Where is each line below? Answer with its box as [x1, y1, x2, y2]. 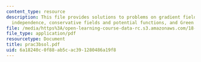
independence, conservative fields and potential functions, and [11, 19, 178, 25]
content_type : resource [6, 8, 66, 15]
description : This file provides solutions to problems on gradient [6, 14, 181, 20]
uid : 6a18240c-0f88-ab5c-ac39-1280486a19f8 [6, 47, 117, 53]
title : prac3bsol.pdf [6, 42, 60, 48]
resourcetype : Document [6, 36, 66, 42]
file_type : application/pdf [6, 31, 77, 37]
